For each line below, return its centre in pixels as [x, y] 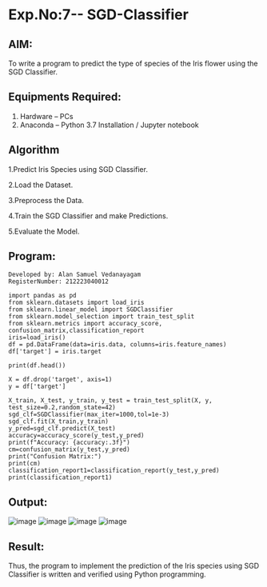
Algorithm [34, 150]
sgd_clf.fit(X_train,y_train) [59, 421]
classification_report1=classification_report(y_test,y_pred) [114, 471]
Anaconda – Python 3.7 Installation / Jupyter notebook [109, 125]
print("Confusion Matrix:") [55, 457]
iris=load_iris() [37, 337]
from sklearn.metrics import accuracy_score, [85, 324]
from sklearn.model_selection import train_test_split [102, 317]
